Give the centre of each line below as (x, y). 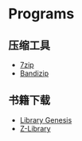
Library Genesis (46, 119)
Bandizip (34, 73)
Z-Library (35, 128)
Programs (41, 14)
